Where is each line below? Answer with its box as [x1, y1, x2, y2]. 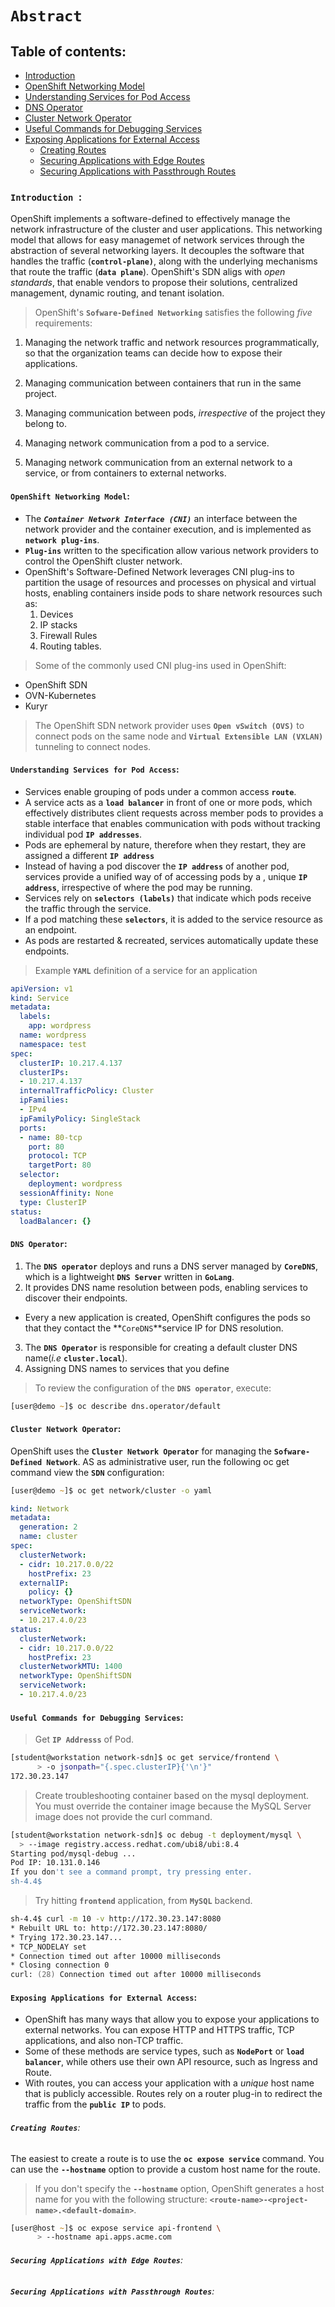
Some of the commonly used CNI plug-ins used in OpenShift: [34, 659, 287, 671]
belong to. [24, 418, 67, 430]
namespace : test [19, 1039, 87, 1049]
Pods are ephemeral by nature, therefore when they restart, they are [24, 838, 307, 851]
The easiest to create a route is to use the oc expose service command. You [10, 2152, 325, 2164]
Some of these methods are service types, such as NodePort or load [24, 2045, 305, 2057]
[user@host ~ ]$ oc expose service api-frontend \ [10, 2223, 222, 2233]
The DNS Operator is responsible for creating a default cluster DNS [24, 1341, 298, 1353]
